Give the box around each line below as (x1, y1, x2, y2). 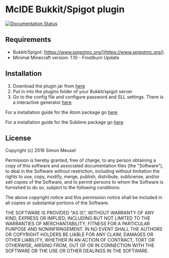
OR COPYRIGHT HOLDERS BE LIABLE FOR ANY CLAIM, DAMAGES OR (5, 231, 154, 238)
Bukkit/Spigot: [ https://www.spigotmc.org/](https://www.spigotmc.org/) (12, 49, 164, 55)
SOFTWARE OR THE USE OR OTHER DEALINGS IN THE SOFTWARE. (5, 248, 149, 254)
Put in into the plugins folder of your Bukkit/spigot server (12, 88, 133, 94)
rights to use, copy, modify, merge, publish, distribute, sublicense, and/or (5, 174, 160, 180)
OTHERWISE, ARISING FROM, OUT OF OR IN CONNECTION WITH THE (5, 242, 155, 249)
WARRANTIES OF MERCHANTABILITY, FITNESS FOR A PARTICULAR (5, 221, 150, 227)
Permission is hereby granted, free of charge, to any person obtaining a (5, 157, 156, 163)
